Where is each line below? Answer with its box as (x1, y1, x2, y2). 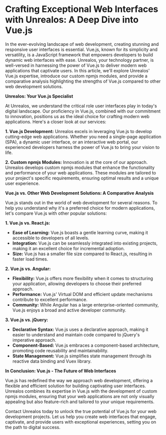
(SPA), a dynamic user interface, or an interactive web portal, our (5, 139, 138, 145)
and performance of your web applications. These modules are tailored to (5, 169, 157, 175)
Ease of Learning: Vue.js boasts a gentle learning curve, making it (12, 229, 148, 235)
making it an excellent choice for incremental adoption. (12, 245, 125, 251)
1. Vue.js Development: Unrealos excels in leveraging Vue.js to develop (5, 128, 152, 134)
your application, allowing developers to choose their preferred (12, 281, 142, 287)
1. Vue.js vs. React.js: (5, 220, 51, 226)
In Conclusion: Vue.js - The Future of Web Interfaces (5, 368, 116, 374)
